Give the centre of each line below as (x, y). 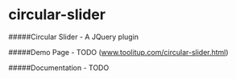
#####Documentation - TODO (59, 67)
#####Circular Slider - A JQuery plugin (74, 37)
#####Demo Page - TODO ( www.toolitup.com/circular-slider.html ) (118, 52)
